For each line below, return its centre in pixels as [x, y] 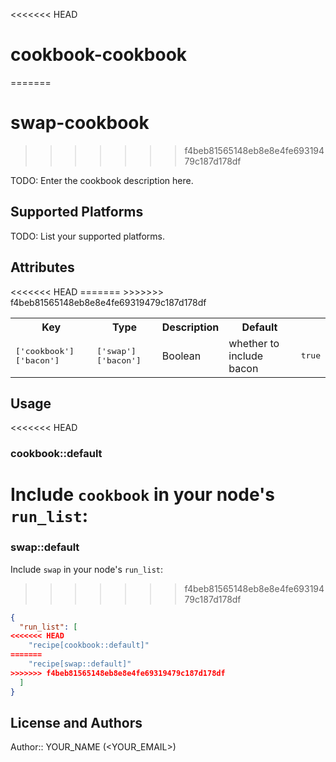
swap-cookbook [80, 123]
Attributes [42, 267]
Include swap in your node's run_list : [87, 569]
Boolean [181, 356]
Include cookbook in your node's [142, 495]
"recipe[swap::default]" [80, 664]
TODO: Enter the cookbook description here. [102, 180]
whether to [254, 343]
